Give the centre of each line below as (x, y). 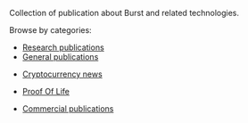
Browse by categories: (50, 30)
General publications (60, 57)
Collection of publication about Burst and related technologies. (124, 13)
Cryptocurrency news (62, 74)
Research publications (63, 47)
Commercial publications (68, 109)
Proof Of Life (45, 91)
